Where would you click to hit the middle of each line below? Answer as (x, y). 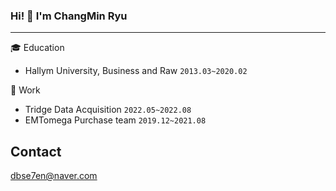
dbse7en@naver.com (54, 176)
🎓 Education (37, 48)
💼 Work (25, 90)
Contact (36, 151)
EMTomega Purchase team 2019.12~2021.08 (115, 120)
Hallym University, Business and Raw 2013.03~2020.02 (136, 71)
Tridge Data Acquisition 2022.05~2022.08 (108, 110)
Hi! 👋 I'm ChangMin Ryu (69, 16)
